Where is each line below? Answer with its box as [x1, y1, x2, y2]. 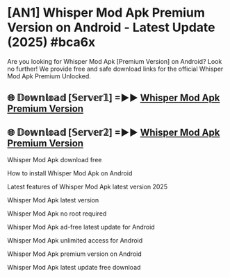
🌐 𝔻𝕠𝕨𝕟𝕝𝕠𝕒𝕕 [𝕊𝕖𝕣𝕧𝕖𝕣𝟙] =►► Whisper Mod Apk [7, 92, 220, 104]
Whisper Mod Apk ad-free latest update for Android [7, 223, 155, 232]
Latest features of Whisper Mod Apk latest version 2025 [7, 182, 168, 191]
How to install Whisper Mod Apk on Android [7, 169, 133, 177]
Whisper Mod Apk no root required [7, 209, 107, 218]
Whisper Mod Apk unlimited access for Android [7, 236, 143, 245]
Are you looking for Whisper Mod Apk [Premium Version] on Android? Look [7, 57, 222, 65]
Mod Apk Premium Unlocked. [7, 71, 92, 80]
